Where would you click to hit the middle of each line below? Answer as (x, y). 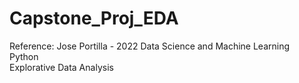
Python (24, 56)
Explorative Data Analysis (61, 67)
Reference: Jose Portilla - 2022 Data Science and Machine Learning (150, 46)
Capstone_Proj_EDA (94, 18)
